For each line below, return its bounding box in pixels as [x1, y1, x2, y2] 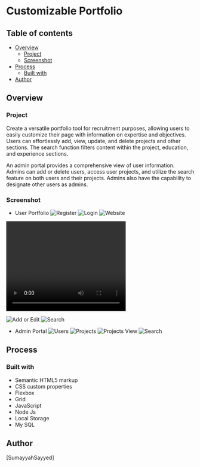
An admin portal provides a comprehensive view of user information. [6, 162, 175, 169]
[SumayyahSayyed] [6, 454, 55, 462]
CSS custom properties [14, 383, 73, 390]
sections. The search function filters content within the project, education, [6, 144, 189, 151]
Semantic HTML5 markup [14, 376, 78, 384]
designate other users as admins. [6, 181, 88, 188]
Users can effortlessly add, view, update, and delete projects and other [6, 137, 181, 144]
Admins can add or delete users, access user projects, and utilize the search [6, 168, 195, 175]
